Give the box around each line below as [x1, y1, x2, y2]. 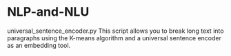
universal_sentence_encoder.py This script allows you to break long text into [7, 27, 224, 35]
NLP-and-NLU [7, 4, 90, 20]
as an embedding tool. [7, 41, 71, 49]
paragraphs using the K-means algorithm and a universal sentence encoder [7, 33, 222, 42]
